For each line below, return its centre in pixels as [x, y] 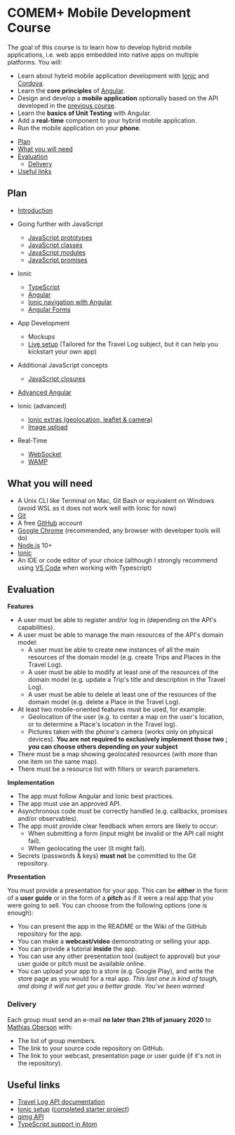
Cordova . [31, 83]
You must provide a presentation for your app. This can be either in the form [117, 891]
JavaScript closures [56, 378]
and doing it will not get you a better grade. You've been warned [111, 986]
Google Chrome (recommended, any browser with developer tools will [119, 530]
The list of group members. [57, 1040]
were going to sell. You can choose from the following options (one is [107, 906]
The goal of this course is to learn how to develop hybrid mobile [100, 47]
